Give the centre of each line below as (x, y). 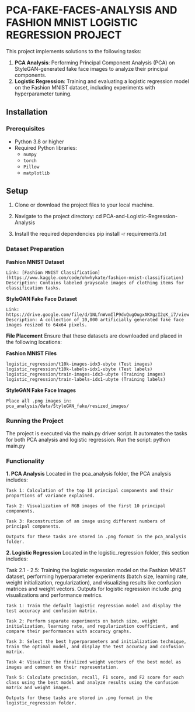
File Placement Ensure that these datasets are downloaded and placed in (94, 336)
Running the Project (35, 421)
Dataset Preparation (35, 249)
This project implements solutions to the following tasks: (74, 51)
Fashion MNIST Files (32, 353)
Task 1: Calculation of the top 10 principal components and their (90, 491)
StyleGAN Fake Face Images (41, 390)
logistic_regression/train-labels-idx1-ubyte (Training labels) (86, 379)
